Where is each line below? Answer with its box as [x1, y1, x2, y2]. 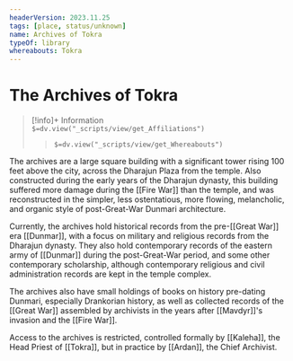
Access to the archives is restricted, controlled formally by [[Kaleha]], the [9, 332, 280, 343]
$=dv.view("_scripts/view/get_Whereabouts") [53, 140, 224, 149]
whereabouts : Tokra [9, 47, 83, 56]
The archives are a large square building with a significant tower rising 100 [9, 156, 285, 167]
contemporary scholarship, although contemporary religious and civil [9, 260, 265, 270]
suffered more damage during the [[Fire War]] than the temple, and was [9, 185, 274, 196]
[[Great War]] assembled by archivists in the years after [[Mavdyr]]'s [9, 305, 263, 316]
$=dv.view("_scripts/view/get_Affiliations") [31, 125, 205, 134]
